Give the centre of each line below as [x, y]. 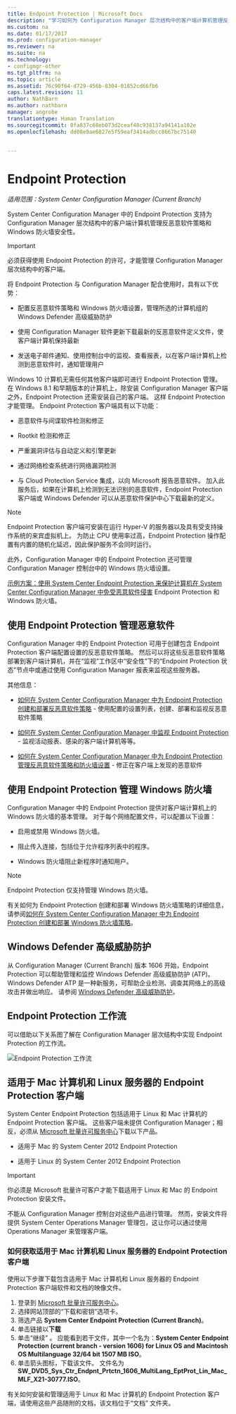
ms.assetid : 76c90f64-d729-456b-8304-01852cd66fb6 [83, 86]
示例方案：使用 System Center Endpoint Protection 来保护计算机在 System [115, 583]
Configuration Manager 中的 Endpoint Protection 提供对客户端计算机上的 [112, 807]
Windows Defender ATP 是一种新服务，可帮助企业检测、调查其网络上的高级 [117, 983]
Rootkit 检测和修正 [44, 436]
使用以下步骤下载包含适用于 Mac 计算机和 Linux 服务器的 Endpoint [103, 1279]
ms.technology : [29, 60]
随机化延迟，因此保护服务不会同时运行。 [96, 545]
